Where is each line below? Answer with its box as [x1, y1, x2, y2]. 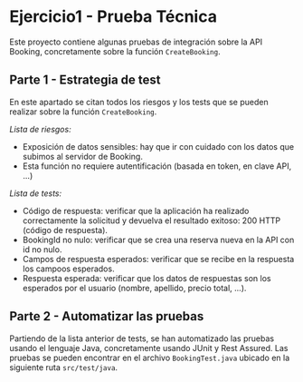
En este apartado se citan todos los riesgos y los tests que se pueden [9, 96, 269, 107]
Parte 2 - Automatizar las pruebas [9, 309, 204, 324]
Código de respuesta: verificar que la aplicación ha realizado [22, 205, 250, 216]
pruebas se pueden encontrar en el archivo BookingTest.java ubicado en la [9, 352, 290, 363]
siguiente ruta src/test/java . [9, 361, 118, 373]
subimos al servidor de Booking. [22, 151, 143, 162]
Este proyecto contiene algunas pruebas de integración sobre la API [9, 36, 263, 47]
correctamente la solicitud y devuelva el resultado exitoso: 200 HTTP [22, 215, 281, 226]
